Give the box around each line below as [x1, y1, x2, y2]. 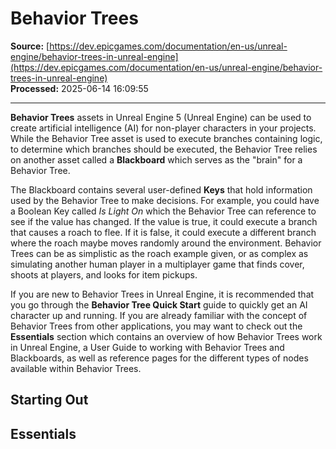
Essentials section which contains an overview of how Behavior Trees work [10, 330, 323, 342]
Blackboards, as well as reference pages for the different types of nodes [10, 352, 309, 364]
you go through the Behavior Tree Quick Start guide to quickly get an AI [10, 298, 308, 311]
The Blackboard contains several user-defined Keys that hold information [10, 183, 313, 196]
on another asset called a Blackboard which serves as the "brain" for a [10, 153, 303, 166]
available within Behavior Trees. [10, 362, 142, 374]
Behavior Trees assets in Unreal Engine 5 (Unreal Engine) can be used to [10, 111, 312, 123]
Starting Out [10, 392, 89, 409]
